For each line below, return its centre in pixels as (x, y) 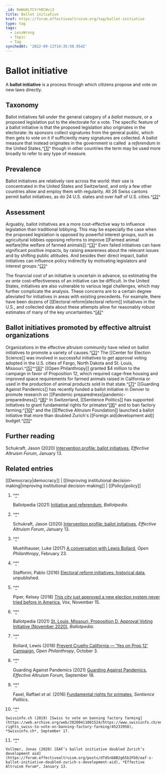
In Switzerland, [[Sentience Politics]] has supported (101, 399)
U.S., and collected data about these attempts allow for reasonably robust (80, 307)
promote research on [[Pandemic (39, 394)
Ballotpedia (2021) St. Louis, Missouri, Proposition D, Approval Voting (83, 621)
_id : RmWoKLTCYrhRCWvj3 (30, 10)
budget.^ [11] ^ (19, 421)
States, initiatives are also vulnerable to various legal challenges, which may (83, 286)
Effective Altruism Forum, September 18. (54, 675)
